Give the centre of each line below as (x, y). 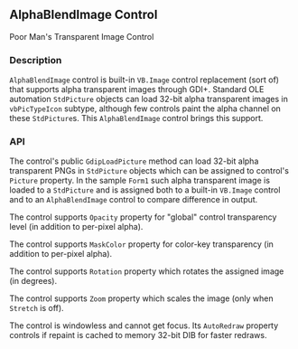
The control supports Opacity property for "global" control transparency (143, 217)
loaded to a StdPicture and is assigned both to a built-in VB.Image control (145, 190)
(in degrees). (33, 281)
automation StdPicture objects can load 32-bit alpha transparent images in (149, 99)
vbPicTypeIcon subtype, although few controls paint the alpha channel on (145, 108)
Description (36, 60)
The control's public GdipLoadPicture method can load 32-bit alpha (134, 161)
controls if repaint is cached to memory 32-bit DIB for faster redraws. (138, 335)
